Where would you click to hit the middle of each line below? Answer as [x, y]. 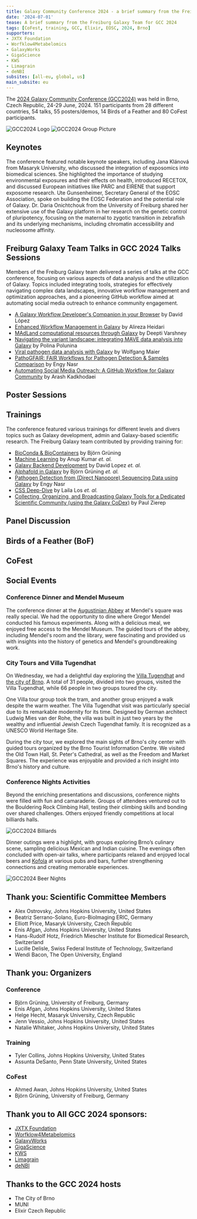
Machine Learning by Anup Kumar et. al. [63, 459]
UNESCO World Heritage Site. [42, 730]
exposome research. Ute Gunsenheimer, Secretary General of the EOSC [93, 193]
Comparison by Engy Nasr [46, 364]
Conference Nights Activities [48, 782]
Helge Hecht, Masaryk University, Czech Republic [75, 1015]
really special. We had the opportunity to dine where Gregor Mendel [88, 617]
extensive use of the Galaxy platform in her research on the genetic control [97, 211]
